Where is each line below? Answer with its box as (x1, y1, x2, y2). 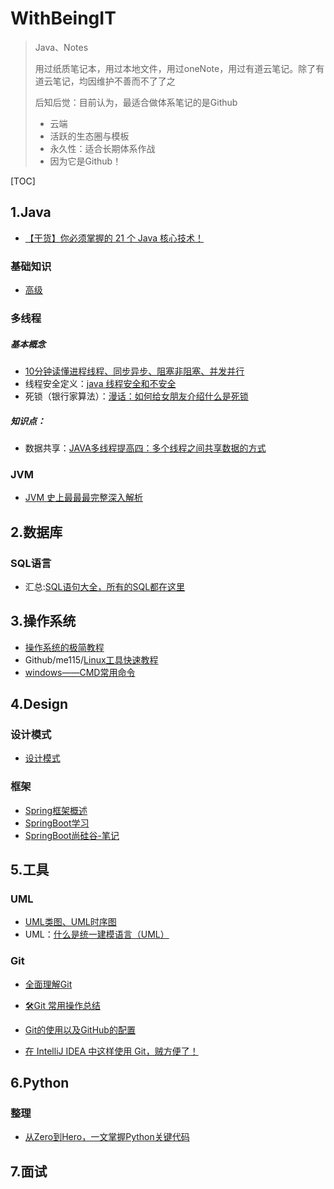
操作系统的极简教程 (24, 641, 105, 653)
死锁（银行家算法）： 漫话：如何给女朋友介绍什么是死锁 (24, 390, 249, 402)
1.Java (10, 204, 52, 221)
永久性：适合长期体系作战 (49, 142, 156, 154)
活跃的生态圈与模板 (49, 130, 130, 142)
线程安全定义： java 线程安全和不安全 (24, 377, 177, 389)
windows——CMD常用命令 (24, 666, 136, 678)
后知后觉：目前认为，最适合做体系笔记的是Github (34, 96, 238, 108)
